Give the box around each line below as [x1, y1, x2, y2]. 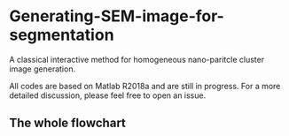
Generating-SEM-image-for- [9, 6, 224, 26]
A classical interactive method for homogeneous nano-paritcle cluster [9, 54, 264, 64]
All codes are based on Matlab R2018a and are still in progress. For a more [9, 80, 281, 91]
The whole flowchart [9, 116, 127, 131]
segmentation [9, 25, 114, 45]
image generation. [9, 64, 76, 74]
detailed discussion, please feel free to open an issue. [9, 90, 207, 101]
